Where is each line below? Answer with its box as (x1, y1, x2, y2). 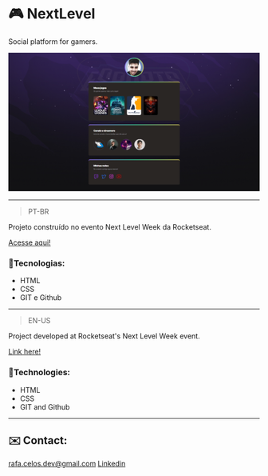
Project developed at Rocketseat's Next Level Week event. (8, 331, 201, 341)
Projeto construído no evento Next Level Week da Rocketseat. (8, 222, 211, 232)
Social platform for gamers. (8, 36, 98, 46)
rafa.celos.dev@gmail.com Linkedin (8, 459, 126, 469)
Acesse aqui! (8, 238, 51, 247)
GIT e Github (19, 293, 62, 302)
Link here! (8, 347, 41, 357)
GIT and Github (19, 402, 70, 411)
